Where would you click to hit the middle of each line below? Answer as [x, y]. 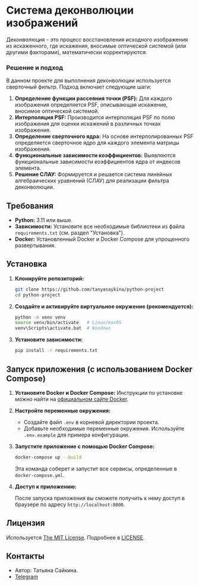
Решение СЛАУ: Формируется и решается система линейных [93, 174]
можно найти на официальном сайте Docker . [72, 399]
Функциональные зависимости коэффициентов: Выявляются [95, 155]
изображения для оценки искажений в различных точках [88, 124]
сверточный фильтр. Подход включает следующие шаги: [79, 87]
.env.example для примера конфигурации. [76, 435]
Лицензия [26, 523]
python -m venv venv [40, 317]
